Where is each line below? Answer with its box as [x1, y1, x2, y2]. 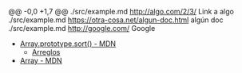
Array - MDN [19, 56, 62, 65]
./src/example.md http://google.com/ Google [8, 24, 156, 33]
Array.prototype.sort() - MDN [19, 39, 117, 48]
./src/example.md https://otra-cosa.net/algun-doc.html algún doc [8, 15, 224, 25]
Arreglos [31, 48, 61, 56]
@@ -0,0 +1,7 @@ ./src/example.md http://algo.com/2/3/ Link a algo [8, 7, 234, 16]
